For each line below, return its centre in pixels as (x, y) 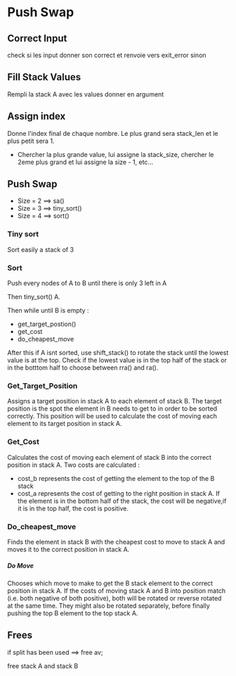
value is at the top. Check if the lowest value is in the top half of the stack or (117, 361)
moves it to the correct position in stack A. (68, 549)
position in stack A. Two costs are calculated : (74, 465)
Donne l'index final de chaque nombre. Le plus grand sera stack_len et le (113, 133)
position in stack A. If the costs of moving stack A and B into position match (117, 590)
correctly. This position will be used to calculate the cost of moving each (112, 416)
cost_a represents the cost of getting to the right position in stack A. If (118, 493)
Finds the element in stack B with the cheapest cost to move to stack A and (116, 542)
